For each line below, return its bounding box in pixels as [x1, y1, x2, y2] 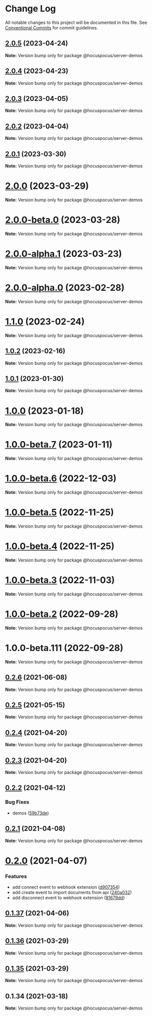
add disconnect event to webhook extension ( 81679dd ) [12, 895, 125, 901]
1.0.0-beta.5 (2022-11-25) [5, 507, 114, 518]
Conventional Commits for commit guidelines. [5, 24, 98, 30]
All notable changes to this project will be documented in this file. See [5, 19, 148, 25]
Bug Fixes [5, 798, 30, 805]
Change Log [5, 3, 56, 14]
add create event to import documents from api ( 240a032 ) [12, 890, 132, 896]
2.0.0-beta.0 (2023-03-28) [5, 215, 120, 226]
